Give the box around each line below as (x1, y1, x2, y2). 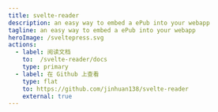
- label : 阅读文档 (15, 48, 71, 56)
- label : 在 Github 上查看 (15, 70, 100, 78)
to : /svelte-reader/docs (22, 56, 108, 64)
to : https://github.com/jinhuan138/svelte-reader (22, 84, 190, 93)
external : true (22, 92, 73, 100)
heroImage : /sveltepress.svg (8, 33, 104, 42)
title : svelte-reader (8, 11, 80, 20)
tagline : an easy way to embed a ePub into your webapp (8, 26, 196, 34)
